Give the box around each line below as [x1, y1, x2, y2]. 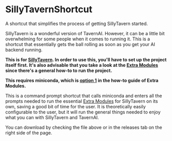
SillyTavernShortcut [5, 4, 92, 15]
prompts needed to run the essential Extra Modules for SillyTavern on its [5, 98, 158, 104]
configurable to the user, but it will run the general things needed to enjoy [5, 109, 161, 115]
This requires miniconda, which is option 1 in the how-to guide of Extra [5, 77, 159, 83]
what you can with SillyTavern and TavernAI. [5, 114, 99, 121]
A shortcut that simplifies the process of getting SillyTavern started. [5, 20, 148, 27]
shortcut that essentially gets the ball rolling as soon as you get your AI [5, 41, 156, 47]
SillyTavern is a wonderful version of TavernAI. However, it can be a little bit [5, 30, 165, 36]
